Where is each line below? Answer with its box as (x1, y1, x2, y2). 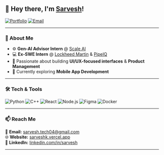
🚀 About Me (5, 35, 34, 42)
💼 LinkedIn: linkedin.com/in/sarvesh (5, 139, 78, 145)
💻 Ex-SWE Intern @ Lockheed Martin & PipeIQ (12, 51, 107, 57)
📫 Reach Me (5, 116, 36, 123)
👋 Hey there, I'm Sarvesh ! (5, 5, 84, 13)
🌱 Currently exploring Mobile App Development (12, 69, 109, 75)
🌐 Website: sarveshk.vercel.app (5, 134, 70, 140)
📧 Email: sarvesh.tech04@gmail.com (5, 129, 80, 134)
